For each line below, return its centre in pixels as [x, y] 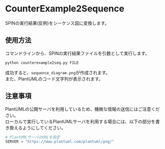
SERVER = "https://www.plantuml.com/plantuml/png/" [60, 142]
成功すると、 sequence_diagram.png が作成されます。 [58, 72]
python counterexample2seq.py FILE [42, 63]
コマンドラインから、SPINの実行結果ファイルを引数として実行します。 [78, 53]
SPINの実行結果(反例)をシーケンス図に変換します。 [57, 23]
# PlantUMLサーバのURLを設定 [33, 137]
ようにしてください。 [44, 128]
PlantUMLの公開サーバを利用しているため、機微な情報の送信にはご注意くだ [82, 109]
